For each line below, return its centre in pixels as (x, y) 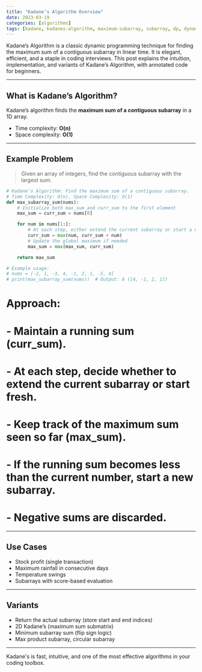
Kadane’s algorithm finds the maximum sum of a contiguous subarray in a (99, 110)
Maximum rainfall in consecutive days (62, 568)
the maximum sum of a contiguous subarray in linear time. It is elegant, (94, 52)
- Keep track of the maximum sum (93, 424)
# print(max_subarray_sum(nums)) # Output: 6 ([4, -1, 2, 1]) (87, 279)
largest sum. (36, 180)
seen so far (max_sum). (66, 437)
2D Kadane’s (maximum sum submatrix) (64, 626)
